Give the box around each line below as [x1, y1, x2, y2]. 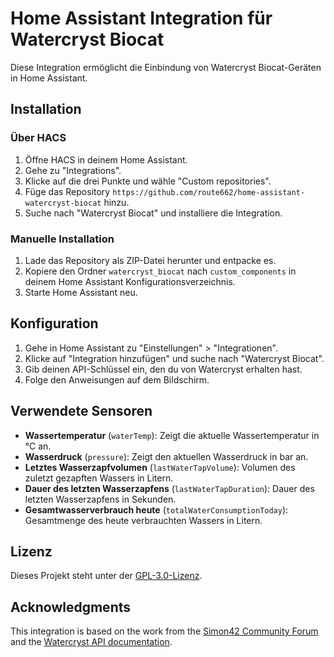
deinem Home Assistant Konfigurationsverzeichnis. [24, 275, 236, 287]
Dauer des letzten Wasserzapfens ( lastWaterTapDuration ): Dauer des [24, 482, 315, 494]
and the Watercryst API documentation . [10, 636, 173, 648]
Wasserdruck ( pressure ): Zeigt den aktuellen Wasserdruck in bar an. [24, 450, 309, 462]
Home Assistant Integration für [10, 7, 273, 30]
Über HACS [10, 131, 67, 145]
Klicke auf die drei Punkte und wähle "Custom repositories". [24, 175, 272, 187]
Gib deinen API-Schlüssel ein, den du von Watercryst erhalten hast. [24, 363, 303, 375]
